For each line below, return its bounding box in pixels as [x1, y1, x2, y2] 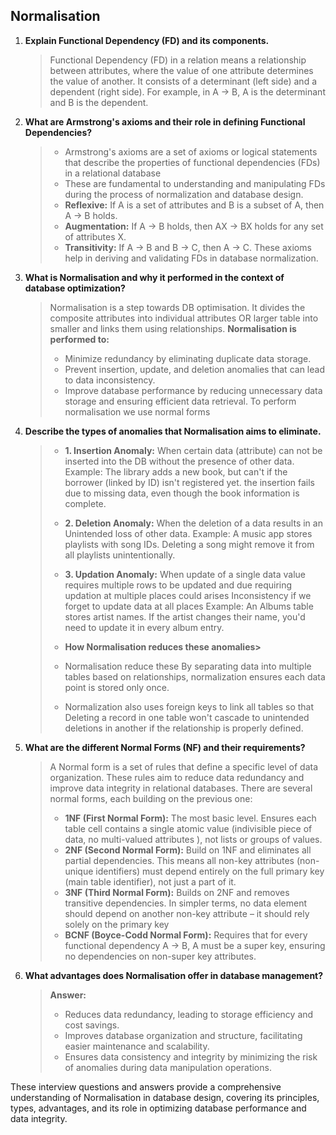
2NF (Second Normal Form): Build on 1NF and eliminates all [64, 844, 312, 856]
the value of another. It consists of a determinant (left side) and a [49, 75, 317, 87]
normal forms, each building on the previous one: [49, 792, 253, 804]
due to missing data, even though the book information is [64, 487, 300, 499]
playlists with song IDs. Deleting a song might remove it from [64, 538, 315, 550]
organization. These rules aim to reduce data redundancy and [49, 771, 305, 783]
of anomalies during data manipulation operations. [64, 1061, 272, 1073]
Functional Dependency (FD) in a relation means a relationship [49, 54, 307, 66]
